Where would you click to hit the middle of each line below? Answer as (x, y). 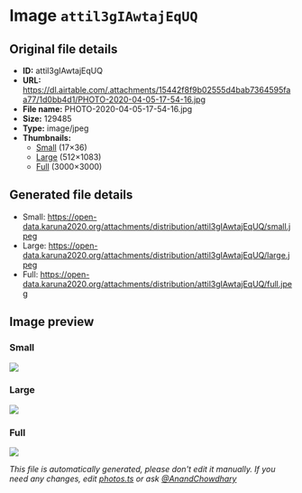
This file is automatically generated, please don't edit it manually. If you (143, 470)
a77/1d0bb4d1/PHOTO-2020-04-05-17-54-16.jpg (114, 99)
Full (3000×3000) (69, 167)
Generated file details (71, 195)
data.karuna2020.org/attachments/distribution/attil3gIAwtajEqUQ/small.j (156, 226)
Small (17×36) (61, 147)
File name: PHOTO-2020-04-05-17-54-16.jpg (107, 109)
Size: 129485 (47, 119)
